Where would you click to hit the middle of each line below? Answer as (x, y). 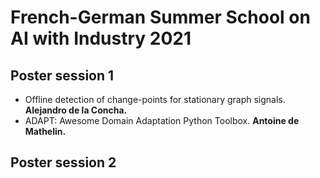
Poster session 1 (62, 75)
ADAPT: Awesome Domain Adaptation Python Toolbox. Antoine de (162, 120)
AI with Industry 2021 (101, 38)
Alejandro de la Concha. (76, 110)
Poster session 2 (63, 162)
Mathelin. (45, 131)
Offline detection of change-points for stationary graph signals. (155, 99)
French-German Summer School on (160, 17)
